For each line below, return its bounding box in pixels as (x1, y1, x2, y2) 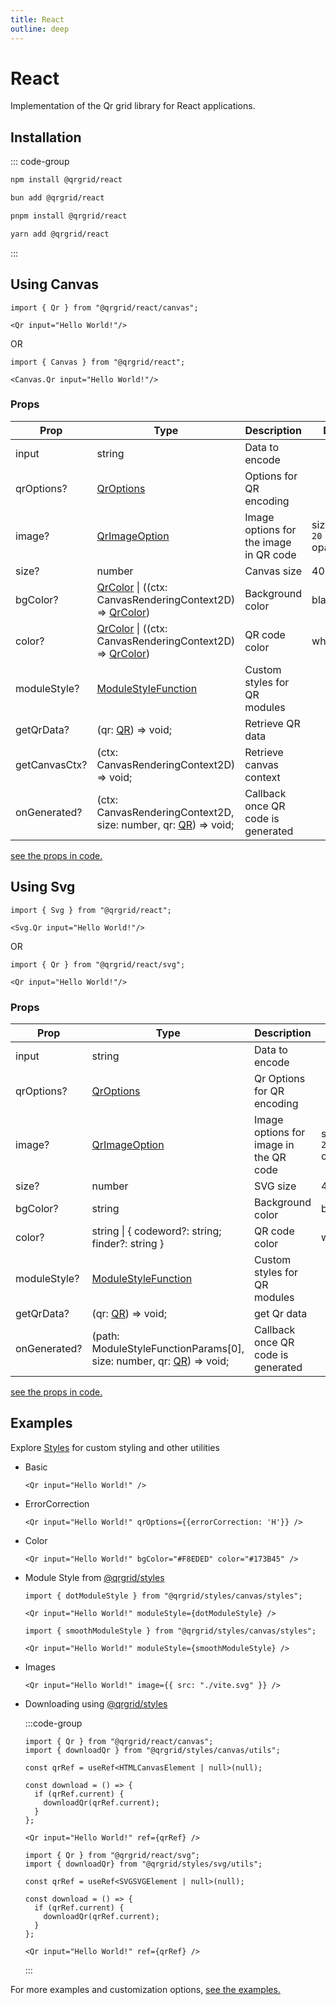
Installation (10, 129, 82, 146)
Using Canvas (10, 276, 99, 293)
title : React (10, 14, 65, 25)
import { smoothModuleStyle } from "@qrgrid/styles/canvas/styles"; (24, 1626, 317, 1636)
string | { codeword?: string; (91, 1224, 222, 1238)
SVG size (254, 1179, 297, 1193)
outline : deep (10, 24, 70, 34)
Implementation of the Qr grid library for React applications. (10, 100, 256, 112)
